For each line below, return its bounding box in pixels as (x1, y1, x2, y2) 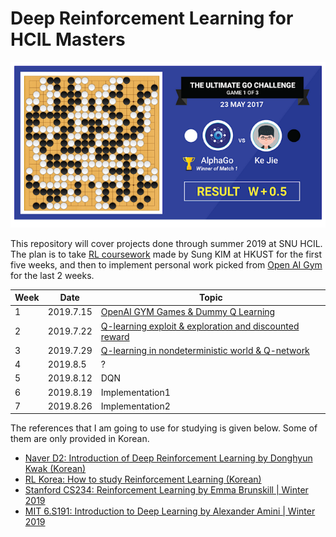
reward (100, 330, 130, 342)
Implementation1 (100, 386, 171, 398)
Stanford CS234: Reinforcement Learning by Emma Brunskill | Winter (24, 484, 309, 496)
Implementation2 (100, 400, 171, 412)
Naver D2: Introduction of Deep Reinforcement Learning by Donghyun (24, 452, 313, 464)
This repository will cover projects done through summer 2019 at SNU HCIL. (10, 237, 323, 249)
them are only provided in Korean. (10, 433, 150, 445)
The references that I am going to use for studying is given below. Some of (10, 422, 318, 434)
